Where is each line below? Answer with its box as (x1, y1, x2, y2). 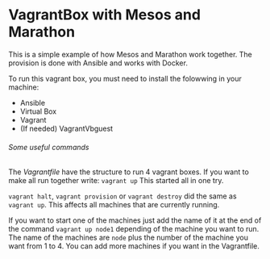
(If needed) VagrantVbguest (19, 123, 114, 133)
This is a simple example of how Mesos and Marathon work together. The (8, 49, 252, 59)
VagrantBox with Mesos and (8, 6, 201, 24)
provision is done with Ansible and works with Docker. (8, 58, 188, 68)
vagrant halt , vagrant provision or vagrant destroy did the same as (8, 191, 237, 201)
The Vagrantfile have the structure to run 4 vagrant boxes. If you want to (8, 167, 250, 177)
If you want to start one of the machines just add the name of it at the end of (8, 215, 262, 225)
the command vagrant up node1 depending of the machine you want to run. (8, 224, 260, 234)
